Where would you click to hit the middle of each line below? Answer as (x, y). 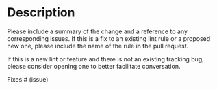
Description (41, 13)
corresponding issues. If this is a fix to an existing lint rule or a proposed (109, 38)
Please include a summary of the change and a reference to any (98, 31)
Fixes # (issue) (28, 79)
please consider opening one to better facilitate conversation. (94, 66)
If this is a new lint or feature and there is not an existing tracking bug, (105, 59)
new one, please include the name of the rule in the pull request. (98, 46)
